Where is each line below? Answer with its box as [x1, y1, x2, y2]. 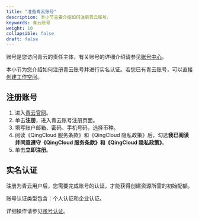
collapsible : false [6, 31, 54, 37]
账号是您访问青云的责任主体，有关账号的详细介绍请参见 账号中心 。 [6, 53, 167, 60]
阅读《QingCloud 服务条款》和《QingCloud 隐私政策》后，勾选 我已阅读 [14, 131, 190, 138]
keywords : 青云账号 [6, 20, 51, 25]
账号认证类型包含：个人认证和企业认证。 [6, 195, 105, 202]
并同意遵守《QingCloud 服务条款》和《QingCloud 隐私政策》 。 [14, 139, 168, 146]
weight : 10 [6, 25, 33, 31]
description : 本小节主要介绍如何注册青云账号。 [6, 14, 111, 20]
